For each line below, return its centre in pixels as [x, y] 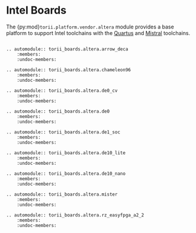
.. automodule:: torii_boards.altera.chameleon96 [69, 70]
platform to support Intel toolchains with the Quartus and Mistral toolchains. [98, 33]
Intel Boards [36, 10]
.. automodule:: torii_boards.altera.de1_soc [63, 132]
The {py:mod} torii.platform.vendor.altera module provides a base [90, 27]
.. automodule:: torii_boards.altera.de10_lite [66, 153]
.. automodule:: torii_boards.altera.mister [62, 194]
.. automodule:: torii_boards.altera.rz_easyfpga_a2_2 [75, 215]
